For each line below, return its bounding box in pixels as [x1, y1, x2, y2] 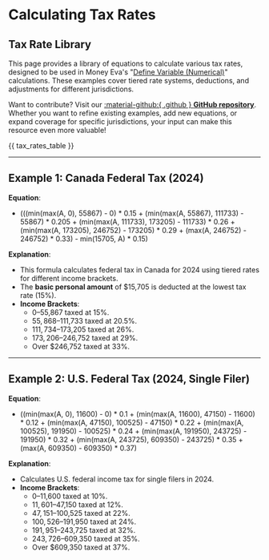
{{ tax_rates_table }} [8, 141, 74, 150]
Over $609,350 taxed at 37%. [31, 542, 130, 552]
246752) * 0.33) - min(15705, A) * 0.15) [19, 234, 148, 244]
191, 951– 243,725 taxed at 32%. [31, 525, 136, 534]
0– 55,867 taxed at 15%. [31, 307, 110, 317]
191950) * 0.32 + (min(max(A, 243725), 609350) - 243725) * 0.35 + [19, 434, 244, 444]
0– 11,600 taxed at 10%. [31, 491, 108, 501]
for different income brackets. [19, 273, 118, 283]
